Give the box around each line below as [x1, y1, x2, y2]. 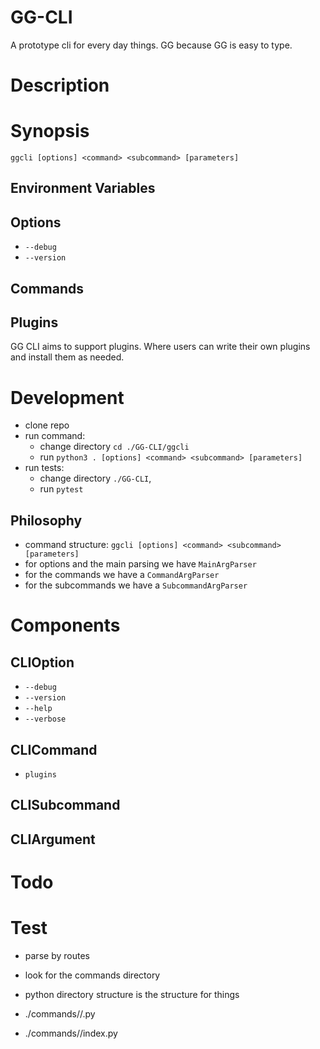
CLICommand [10, 741, 98, 758]
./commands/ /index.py [24, 1027, 118, 1039]
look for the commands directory [24, 969, 161, 981]
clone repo [24, 419, 70, 431]
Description [10, 74, 110, 97]
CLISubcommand [10, 797, 121, 814]
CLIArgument [10, 831, 96, 848]
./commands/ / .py [24, 1007, 96, 1020]
